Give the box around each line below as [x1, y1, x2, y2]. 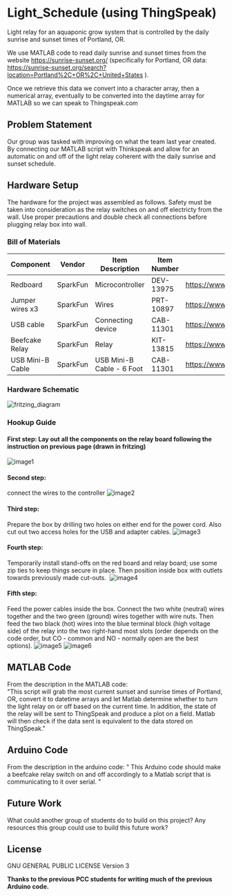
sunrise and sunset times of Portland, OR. [7, 35, 126, 43]
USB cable [10, 319, 45, 329]
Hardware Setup [7, 179, 79, 191]
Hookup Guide [7, 418, 57, 428]
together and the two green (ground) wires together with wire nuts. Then [7, 612, 214, 621]
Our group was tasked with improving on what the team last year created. [7, 137, 216, 146]
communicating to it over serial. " [7, 778, 101, 786]
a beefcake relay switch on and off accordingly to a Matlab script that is [7, 770, 211, 778]
